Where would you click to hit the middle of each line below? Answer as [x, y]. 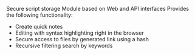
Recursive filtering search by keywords [64, 45]
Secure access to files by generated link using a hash [82, 39]
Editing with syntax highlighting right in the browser [79, 33]
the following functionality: [39, 15]
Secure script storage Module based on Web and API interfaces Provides [98, 9]
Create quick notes [39, 27]
